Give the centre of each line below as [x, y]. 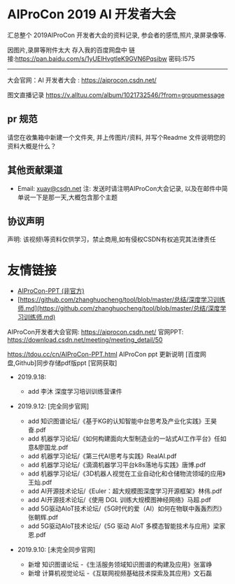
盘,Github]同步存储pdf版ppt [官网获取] [62, 363]
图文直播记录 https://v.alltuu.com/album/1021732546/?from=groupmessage [116, 94]
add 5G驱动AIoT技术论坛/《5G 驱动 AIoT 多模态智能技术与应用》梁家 [127, 526]
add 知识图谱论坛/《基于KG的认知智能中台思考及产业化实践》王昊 [122, 421]
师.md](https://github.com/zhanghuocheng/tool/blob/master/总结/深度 [119, 308]
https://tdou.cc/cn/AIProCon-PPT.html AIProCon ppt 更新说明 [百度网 [107, 355]
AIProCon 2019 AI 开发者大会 [92, 14]
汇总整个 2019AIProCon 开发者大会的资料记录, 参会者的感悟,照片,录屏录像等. [117, 35]
